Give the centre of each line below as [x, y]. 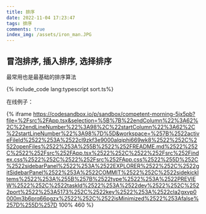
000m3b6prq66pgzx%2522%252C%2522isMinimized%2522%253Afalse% [103, 198]
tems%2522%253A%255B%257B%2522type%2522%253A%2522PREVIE [101, 179]
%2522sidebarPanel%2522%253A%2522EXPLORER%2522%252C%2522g [103, 166]
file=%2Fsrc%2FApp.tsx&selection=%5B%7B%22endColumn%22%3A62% [102, 120]
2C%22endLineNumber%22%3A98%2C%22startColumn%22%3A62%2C [101, 127]
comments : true [26, 29]
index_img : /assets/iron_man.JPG [49, 35]
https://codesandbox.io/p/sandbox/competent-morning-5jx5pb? [114, 114]
